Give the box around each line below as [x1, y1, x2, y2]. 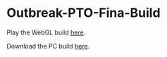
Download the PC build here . [6, 42, 90, 50]
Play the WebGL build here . [6, 28, 86, 37]
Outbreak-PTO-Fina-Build [6, 5, 161, 21]
